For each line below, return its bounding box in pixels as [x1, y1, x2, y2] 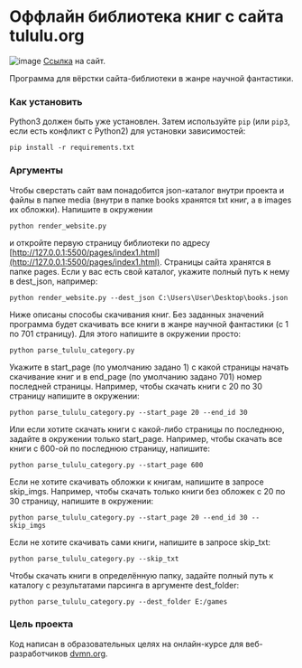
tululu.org [9, 25, 85, 46]
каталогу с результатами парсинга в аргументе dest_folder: [9, 579, 240, 590]
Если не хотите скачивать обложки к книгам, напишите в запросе [9, 476, 264, 487]
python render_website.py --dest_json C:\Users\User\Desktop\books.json [9, 293, 288, 302]
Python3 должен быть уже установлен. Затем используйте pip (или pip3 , [9, 116, 290, 127]
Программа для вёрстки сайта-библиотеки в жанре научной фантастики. [9, 72, 294, 83]
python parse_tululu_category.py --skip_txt [9, 554, 179, 563]
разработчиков [9, 648, 69, 659]
